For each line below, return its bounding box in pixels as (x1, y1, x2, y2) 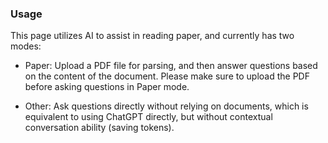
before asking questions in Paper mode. (24, 81, 190, 93)
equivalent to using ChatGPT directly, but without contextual (24, 111, 273, 123)
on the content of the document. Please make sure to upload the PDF (24, 70, 310, 82)
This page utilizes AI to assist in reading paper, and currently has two (10, 30, 295, 42)
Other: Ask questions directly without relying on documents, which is (24, 100, 309, 112)
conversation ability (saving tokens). (24, 122, 175, 134)
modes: (10, 40, 42, 52)
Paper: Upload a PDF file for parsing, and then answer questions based (24, 60, 318, 72)
